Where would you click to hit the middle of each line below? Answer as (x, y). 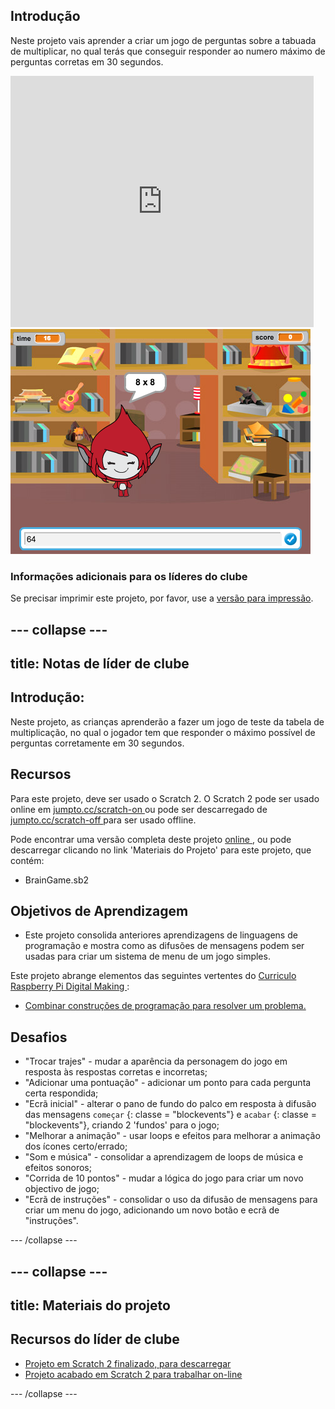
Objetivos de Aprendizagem (99, 910)
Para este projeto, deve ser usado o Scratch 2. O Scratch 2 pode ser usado (165, 798)
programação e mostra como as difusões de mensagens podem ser (164, 946)
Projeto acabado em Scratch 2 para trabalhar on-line (133, 1374)
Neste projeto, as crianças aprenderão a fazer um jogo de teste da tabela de (167, 721)
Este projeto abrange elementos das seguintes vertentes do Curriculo (153, 976)
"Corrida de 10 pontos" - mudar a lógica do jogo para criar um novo (164, 1178)
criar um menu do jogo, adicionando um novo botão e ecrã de (152, 1210)
